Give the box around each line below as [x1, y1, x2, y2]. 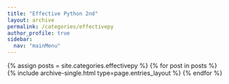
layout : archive [7, 17, 54, 24]
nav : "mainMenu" [13, 42, 61, 49]
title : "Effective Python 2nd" [7, 10, 98, 17]
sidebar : [7, 36, 33, 43]
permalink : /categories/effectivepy [7, 23, 114, 30]
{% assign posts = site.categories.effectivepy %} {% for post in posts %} [7, 62, 218, 69]
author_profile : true [7, 29, 71, 37]
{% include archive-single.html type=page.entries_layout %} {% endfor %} [7, 69, 223, 77]
